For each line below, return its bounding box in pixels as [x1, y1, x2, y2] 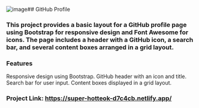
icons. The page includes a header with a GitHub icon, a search [6, 35, 194, 44]
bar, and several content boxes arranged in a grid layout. [6, 43, 174, 51]
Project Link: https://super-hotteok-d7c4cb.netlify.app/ [6, 94, 172, 103]
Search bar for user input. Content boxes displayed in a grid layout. [6, 79, 172, 86]
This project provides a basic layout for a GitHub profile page [6, 20, 187, 29]
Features [6, 59, 33, 67]
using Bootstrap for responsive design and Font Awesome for [6, 28, 189, 36]
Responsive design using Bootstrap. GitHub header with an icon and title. [6, 73, 187, 80]
